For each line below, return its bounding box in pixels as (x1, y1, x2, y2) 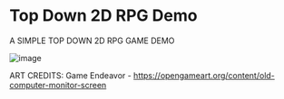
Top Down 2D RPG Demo (9, 5, 198, 26)
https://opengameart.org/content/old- (132, 69, 275, 81)
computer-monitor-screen (9, 79, 107, 90)
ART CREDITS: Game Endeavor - (9, 69, 132, 81)
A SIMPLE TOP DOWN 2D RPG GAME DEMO (9, 35, 175, 46)
